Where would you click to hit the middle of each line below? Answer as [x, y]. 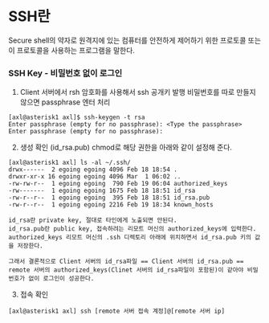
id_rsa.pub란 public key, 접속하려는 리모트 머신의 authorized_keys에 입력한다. [132, 229]
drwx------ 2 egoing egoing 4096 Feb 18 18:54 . [93, 170]
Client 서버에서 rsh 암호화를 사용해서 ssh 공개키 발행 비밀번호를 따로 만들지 [138, 92]
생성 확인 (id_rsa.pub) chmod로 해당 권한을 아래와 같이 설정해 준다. [126, 147]
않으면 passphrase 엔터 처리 [65, 102]
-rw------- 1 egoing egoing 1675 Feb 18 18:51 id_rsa [102, 191]
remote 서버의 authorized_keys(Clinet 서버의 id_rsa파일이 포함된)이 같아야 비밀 [133, 270]
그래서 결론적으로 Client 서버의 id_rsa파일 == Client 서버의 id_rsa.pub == [126, 262]
